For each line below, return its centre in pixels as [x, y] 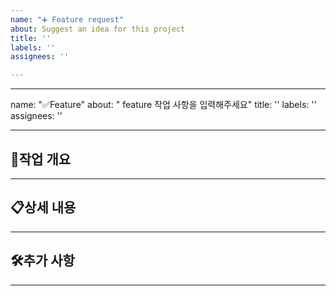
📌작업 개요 [41, 159]
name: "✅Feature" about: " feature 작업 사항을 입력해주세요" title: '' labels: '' [163, 105]
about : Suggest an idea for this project [98, 29]
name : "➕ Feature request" [67, 19]
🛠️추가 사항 [42, 261]
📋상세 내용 [43, 207]
